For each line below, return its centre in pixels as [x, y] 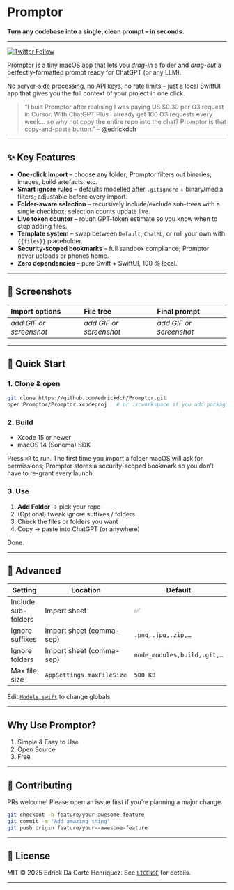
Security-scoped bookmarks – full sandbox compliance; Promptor [113, 248]
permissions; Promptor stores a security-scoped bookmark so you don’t [110, 466]
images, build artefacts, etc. [57, 181]
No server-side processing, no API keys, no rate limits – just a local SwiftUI [114, 86]
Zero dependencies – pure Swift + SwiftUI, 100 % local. [97, 263]
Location [86, 590]
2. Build [20, 422]
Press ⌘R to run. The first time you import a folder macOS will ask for [105, 459]
